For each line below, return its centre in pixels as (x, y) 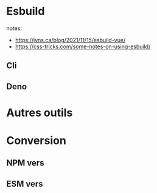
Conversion (37, 141)
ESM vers (25, 184)
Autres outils (40, 113)
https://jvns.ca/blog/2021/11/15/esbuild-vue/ (70, 40)
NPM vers (25, 163)
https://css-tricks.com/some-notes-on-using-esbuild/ (83, 46)
